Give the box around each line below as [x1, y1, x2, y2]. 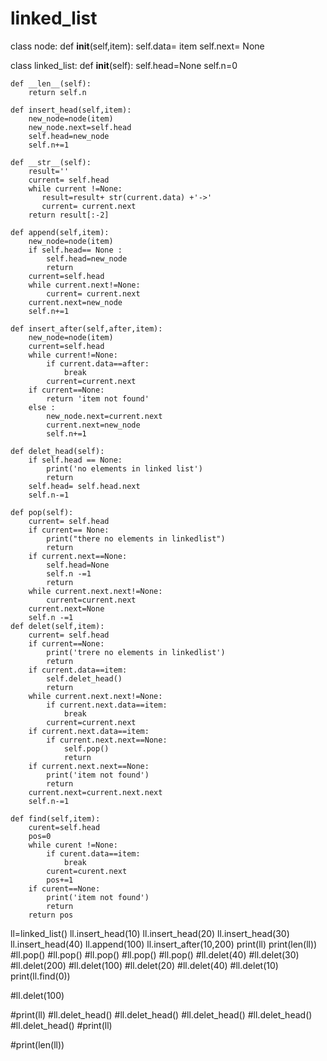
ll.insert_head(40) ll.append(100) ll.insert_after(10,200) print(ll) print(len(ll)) [10, 938, 318, 950]
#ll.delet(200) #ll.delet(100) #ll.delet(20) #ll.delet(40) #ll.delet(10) [10, 959, 279, 971]
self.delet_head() [46, 673, 123, 684]
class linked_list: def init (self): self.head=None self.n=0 [10, 59, 238, 71]
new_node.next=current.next [46, 411, 163, 421]
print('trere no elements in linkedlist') [46, 647, 226, 657]
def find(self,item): [10, 813, 101, 824]
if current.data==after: [46, 358, 150, 369]
